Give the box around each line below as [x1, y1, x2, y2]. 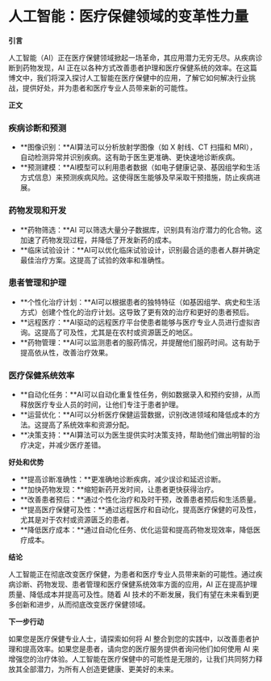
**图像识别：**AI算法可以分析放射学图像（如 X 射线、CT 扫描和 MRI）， [19, 142, 257, 152]
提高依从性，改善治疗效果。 [19, 347, 113, 357]
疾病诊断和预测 [8, 122, 67, 133]
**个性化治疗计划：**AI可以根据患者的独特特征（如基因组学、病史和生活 [19, 296, 261, 307]
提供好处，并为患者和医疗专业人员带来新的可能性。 [22, 82, 192, 93]
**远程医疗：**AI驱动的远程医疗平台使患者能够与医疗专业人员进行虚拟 [19, 317, 254, 327]
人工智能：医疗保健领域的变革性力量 [8, 7, 249, 26]
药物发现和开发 [8, 205, 67, 216]
